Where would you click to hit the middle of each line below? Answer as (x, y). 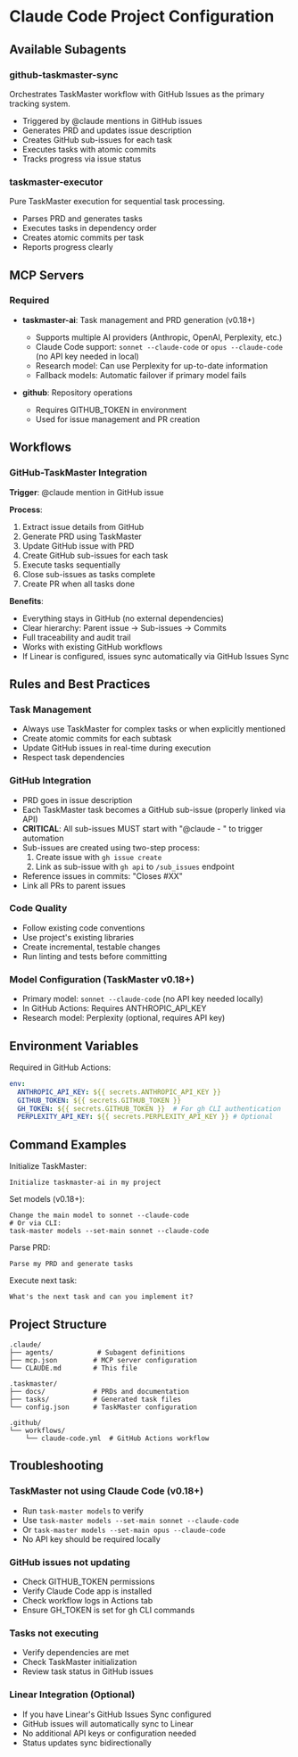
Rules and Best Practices (80, 684)
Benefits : (27, 601)
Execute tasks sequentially (71, 565)
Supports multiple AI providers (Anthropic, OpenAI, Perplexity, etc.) (159, 337)
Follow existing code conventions (83, 928)
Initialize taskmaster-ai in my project (86, 1183)
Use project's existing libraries (78, 937)
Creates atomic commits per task (83, 237)
